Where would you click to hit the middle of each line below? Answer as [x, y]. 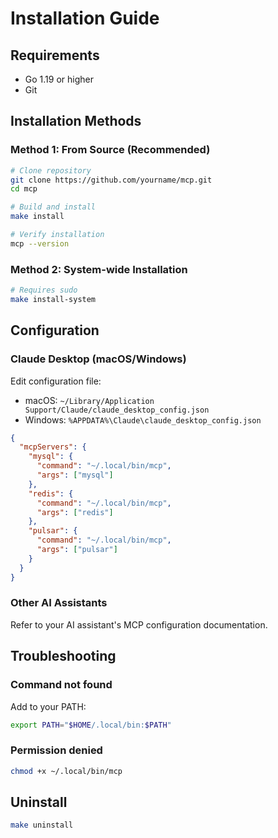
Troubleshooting [63, 656]
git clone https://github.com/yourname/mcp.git [111, 180]
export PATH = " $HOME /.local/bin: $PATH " [91, 725]
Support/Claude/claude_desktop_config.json [117, 410]
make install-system [53, 299]
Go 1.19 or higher [59, 79]
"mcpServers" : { [53, 447]
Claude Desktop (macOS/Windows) [98, 359]
